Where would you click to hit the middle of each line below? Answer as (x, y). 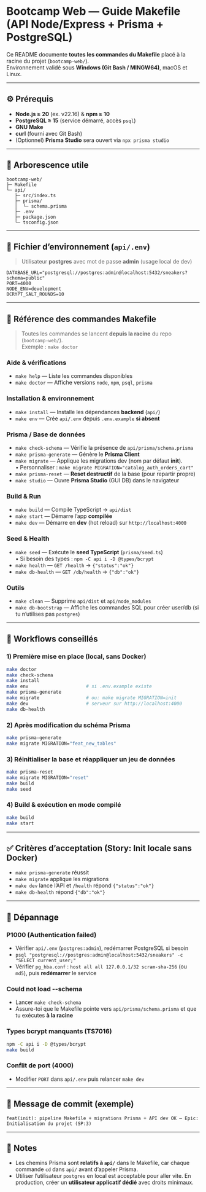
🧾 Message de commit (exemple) (70, 1104)
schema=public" (26, 278)
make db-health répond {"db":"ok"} (60, 892)
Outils (15, 587)
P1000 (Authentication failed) (51, 935)
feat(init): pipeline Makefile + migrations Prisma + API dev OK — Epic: (103, 1118)
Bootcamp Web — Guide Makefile (93, 11)
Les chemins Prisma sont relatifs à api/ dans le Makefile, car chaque (102, 1163)
